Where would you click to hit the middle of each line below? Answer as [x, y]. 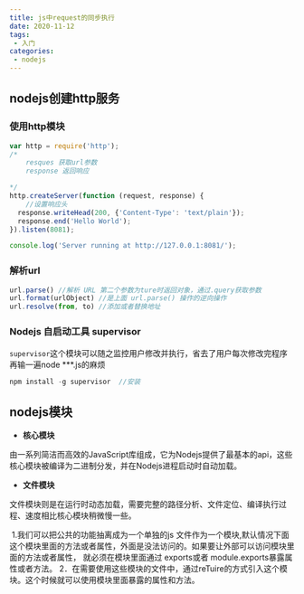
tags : [19, 34]
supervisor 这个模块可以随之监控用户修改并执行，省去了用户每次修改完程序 [148, 353]
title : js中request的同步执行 [62, 18]
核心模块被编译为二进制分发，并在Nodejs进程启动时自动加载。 [126, 466]
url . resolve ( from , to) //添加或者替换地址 [85, 307]
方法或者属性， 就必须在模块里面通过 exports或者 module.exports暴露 [155, 558]
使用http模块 [37, 127]
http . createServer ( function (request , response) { [107, 196]
